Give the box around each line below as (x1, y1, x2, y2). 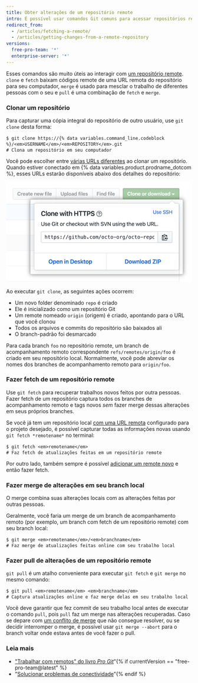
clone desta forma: (6, 123, 52, 130)
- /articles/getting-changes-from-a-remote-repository (11, 34, 149, 41)
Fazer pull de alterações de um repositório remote (6, 557, 151, 565)
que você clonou (14, 318, 56, 325)
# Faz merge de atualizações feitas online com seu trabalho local (6, 543, 176, 549)
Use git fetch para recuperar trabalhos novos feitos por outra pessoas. (6, 388, 181, 396)
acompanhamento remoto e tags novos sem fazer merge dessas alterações (6, 401, 190, 409)
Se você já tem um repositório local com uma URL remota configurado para (6, 419, 190, 426)
